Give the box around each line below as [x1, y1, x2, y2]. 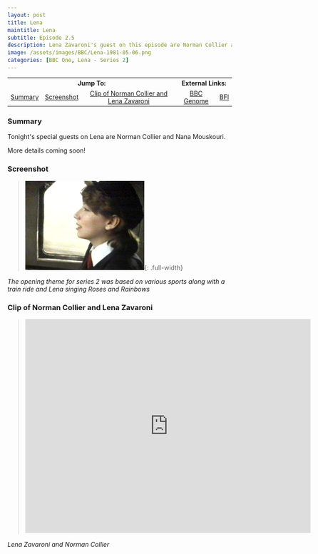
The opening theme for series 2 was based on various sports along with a [7, 277, 225, 285]
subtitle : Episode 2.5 [7, 34, 75, 41]
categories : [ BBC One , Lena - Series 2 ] [7, 57, 130, 64]
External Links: [181, 79, 227, 88]
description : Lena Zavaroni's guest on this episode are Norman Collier [7, 41, 228, 49]
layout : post [7, 11, 46, 19]
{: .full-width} [143, 263, 183, 272]
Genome [183, 96, 209, 105]
